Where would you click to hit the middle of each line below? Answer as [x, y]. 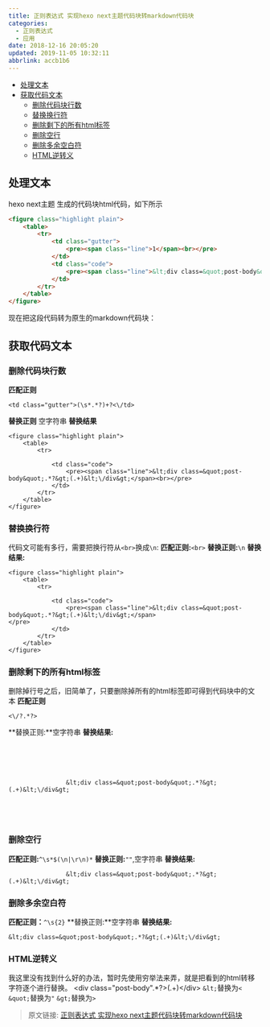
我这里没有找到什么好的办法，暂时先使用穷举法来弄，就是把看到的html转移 [132, 978]
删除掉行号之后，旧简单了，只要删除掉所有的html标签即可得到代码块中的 [128, 691]
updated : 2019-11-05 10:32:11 [59, 53]
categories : [28, 23]
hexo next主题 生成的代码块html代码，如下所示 [86, 204]
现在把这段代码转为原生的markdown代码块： [82, 318]
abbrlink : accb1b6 [39, 61]
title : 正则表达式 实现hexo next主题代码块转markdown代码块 [101, 16]
